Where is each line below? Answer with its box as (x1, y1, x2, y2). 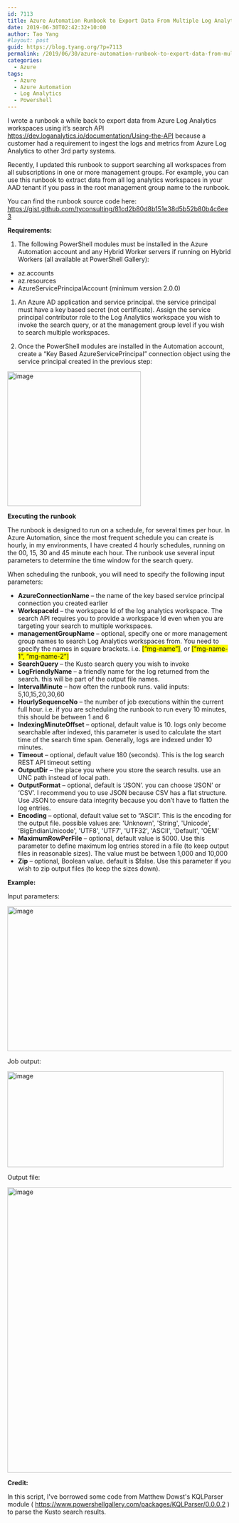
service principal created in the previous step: (17, 358, 153, 365)
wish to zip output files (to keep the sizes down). (17, 864, 161, 873)
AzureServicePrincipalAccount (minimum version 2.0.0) (17, 284, 181, 293)
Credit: (7, 1479, 28, 1487)
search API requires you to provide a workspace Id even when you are (17, 614, 224, 622)
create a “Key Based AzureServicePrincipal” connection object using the (17, 350, 231, 358)
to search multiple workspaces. (17, 328, 110, 336)
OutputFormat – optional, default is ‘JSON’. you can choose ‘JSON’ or (17, 781, 221, 789)
